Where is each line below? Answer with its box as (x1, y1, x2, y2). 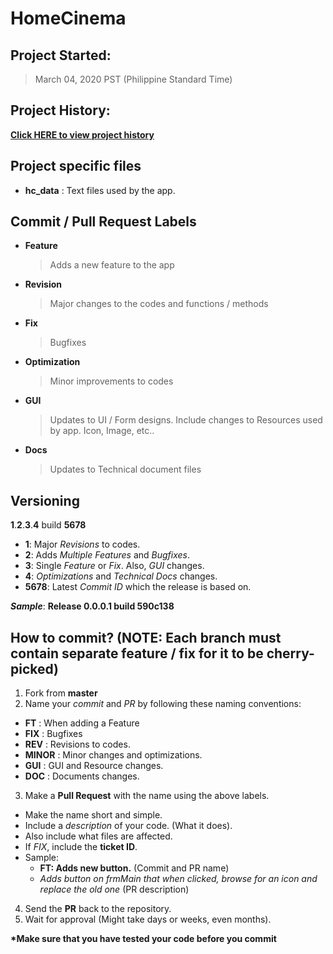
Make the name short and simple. (24, 809, 163, 821)
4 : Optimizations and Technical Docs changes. (24, 570, 218, 582)
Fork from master (24, 687, 98, 699)
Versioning (10, 492, 80, 509)
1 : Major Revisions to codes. (24, 538, 141, 551)
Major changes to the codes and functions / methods (49, 298, 269, 310)
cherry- (266, 645, 315, 662)
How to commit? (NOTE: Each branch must (10, 629, 282, 646)
